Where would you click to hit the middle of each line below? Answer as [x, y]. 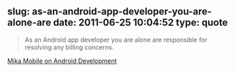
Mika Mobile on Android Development [62, 61]
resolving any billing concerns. [69, 47]
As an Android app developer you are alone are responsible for [116, 40]
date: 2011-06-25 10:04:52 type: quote [140, 23]
